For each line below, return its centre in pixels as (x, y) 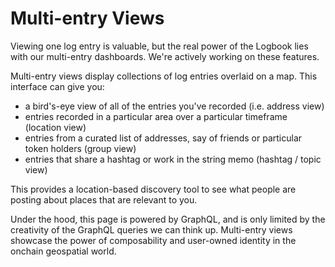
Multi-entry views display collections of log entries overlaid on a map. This (164, 76)
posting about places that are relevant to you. (104, 199)
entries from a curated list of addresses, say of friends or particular (163, 138)
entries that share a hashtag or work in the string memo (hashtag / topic (173, 159)
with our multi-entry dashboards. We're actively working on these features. (165, 56)
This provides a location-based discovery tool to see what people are (153, 189)
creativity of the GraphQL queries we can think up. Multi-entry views (151, 229)
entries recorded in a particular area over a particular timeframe (156, 116)
